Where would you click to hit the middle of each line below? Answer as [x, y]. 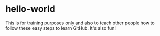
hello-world [30, 9]
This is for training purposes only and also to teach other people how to [80, 23]
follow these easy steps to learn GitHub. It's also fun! [60, 28]
